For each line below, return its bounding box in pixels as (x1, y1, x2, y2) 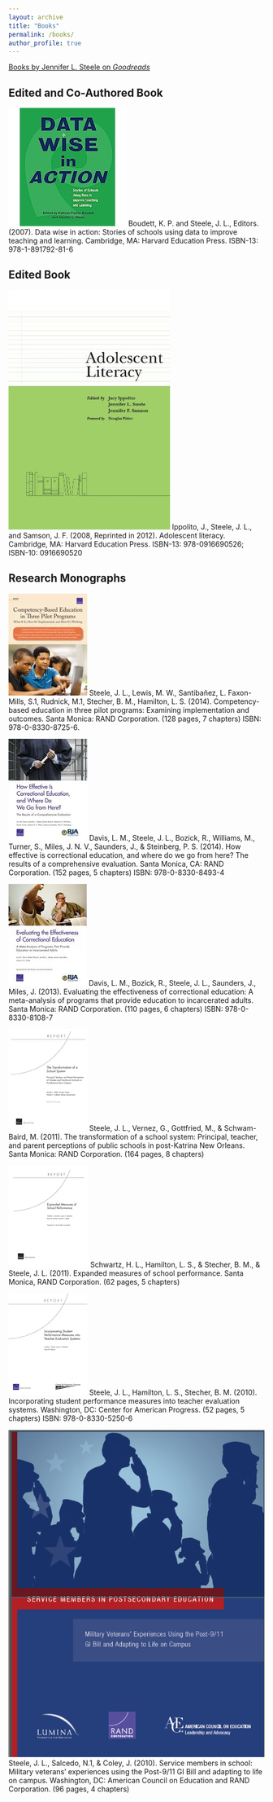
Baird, (8, 1132, 28, 1141)
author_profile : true (8, 39, 82, 47)
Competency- (213, 697, 260, 706)
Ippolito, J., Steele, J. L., (171, 521, 253, 531)
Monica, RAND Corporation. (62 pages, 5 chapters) (8, 1277, 180, 1286)
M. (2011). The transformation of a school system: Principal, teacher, (29, 1132, 258, 1141)
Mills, (8, 697, 27, 706)
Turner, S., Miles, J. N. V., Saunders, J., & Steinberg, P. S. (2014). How (8, 842, 241, 851)
